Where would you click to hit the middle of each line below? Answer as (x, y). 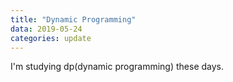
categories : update (51, 38)
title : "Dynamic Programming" (73, 19)
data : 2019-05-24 (46, 29)
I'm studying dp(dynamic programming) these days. (117, 67)
